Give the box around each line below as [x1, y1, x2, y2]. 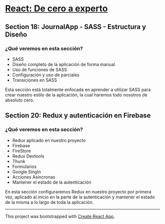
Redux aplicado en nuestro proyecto [12, 137, 86, 143]
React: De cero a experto [5, 3, 108, 14]
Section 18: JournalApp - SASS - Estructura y [5, 23, 146, 31]
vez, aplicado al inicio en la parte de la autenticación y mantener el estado [5, 194, 155, 200]
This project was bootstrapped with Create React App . [5, 213, 115, 219]
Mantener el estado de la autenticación [12, 179, 92, 185]
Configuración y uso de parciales [12, 72, 80, 78]
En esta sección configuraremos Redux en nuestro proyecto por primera [5, 189, 151, 194]
